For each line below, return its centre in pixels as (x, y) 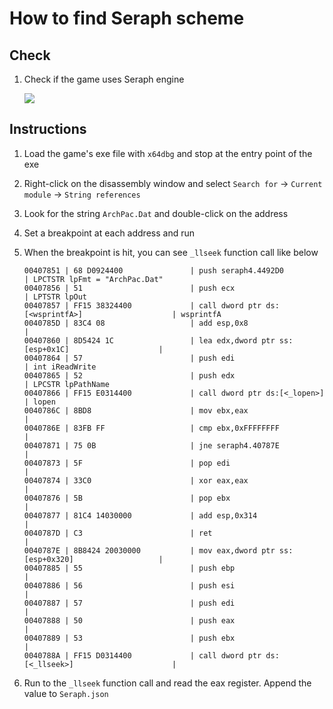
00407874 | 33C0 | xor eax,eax (136, 480)
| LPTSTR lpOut (55, 297)
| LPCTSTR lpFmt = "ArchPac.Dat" (93, 279)
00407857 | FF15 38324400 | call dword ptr (142, 305)
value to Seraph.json (66, 693)
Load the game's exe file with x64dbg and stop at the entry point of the (168, 153)
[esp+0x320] (48, 559)
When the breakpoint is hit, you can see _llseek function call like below (171, 252)
